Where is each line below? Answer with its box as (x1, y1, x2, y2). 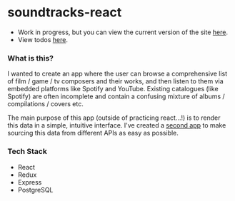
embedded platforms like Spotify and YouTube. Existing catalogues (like (7, 85, 219, 93)
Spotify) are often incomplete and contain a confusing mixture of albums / (7, 92, 225, 100)
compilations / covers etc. (7, 100, 84, 108)
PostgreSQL (17, 185, 54, 194)
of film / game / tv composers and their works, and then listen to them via (7, 77, 224, 86)
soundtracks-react (7, 4, 122, 21)
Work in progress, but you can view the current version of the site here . (17, 28, 229, 36)
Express (17, 177, 42, 186)
